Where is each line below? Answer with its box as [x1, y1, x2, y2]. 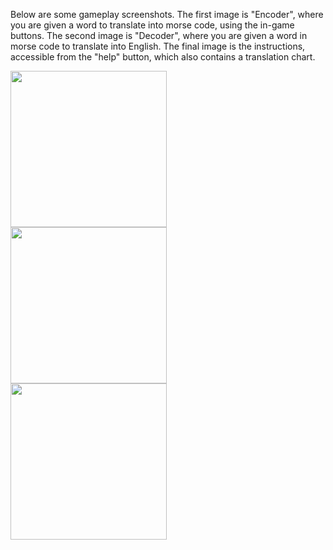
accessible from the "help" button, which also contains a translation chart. [10, 51, 316, 63]
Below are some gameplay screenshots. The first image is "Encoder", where [10, 9, 324, 20]
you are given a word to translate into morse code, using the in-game [10, 19, 295, 31]
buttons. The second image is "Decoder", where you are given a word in [10, 30, 308, 41]
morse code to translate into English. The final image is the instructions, [10, 40, 306, 52]
